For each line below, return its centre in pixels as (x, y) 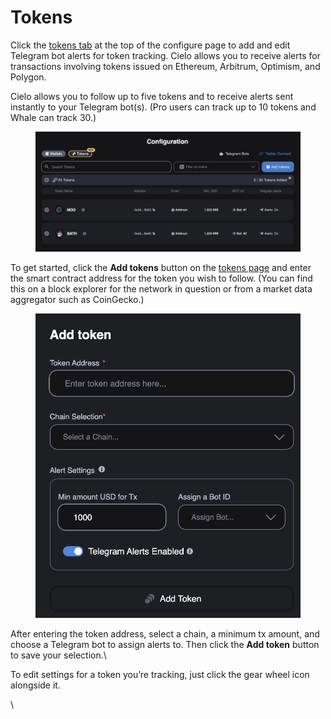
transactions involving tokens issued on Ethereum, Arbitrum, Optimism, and (165, 66)
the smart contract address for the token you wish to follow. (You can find (161, 278)
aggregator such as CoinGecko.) (77, 300)
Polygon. (28, 77)
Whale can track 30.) (53, 117)
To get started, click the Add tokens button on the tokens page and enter (161, 268)
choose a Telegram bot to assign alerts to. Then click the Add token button (165, 644)
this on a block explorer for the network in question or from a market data (161, 289)
